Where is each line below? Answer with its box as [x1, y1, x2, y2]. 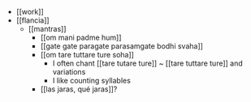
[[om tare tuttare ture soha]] [40, 50, 134, 59]
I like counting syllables [52, 76, 132, 85]
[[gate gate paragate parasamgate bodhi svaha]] [40, 41, 203, 51]
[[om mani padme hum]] [40, 32, 122, 42]
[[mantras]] [28, 24, 67, 33]
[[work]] [15, 7, 44, 16]
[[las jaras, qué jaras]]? [40, 84, 118, 94]
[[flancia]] [15, 15, 50, 25]
